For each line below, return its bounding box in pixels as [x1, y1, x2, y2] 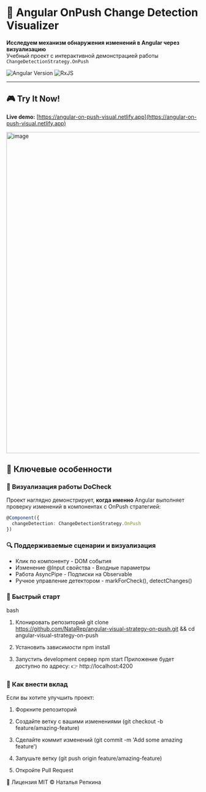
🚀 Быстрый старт [6, 593, 60, 601]
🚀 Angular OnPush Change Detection [6, 6, 198, 20]
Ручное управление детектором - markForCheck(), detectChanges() [15, 577, 193, 585]
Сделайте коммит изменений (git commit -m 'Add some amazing [15, 736, 183, 743]
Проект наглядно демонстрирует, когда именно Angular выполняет [6, 496, 185, 504]
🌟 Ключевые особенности [6, 464, 112, 475]
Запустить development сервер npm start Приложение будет [15, 655, 175, 663]
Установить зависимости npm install [15, 643, 110, 651]
